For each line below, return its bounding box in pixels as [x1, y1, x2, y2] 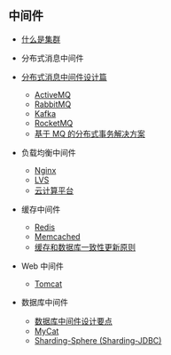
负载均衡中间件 [20, 147, 76, 157]
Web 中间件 [20, 261, 64, 271]
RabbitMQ [34, 99, 72, 109]
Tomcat [34, 278, 63, 289]
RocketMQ [34, 117, 74, 128]
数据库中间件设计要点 [34, 315, 113, 327]
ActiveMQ [34, 89, 72, 100]
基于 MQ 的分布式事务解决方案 [34, 128, 145, 139]
